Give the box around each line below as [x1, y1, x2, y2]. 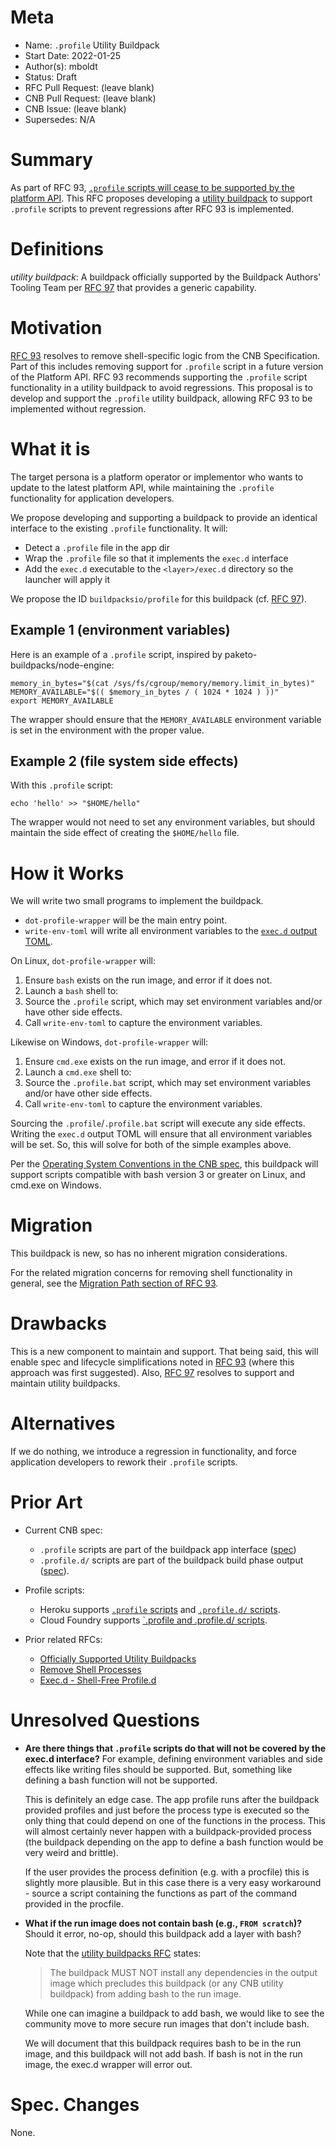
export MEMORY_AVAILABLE [10, 696, 114, 706]
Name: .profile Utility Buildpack [24, 39, 160, 51]
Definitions [10, 238, 105, 261]
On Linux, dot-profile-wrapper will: [10, 955, 157, 967]
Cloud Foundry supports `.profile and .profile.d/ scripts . [39, 1614, 268, 1626]
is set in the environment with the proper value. [10, 724, 205, 736]
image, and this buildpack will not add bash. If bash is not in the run [24, 2047, 303, 2060]
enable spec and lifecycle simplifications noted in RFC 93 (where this [10, 1356, 295, 1368]
